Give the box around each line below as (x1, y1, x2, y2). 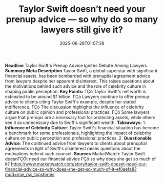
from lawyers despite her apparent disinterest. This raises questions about (5, 78, 155, 84)
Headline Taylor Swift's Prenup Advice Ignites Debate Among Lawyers (5, 62, 147, 68)
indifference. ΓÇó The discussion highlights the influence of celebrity (5, 104, 144, 110)
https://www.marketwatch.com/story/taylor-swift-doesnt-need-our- (11, 161, 147, 167)
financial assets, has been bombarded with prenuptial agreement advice (5, 73, 150, 79)
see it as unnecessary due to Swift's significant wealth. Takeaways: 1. (5, 120, 146, 125)
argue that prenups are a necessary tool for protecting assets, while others (5, 114, 156, 120)
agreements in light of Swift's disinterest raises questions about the (5, 145, 141, 151)
